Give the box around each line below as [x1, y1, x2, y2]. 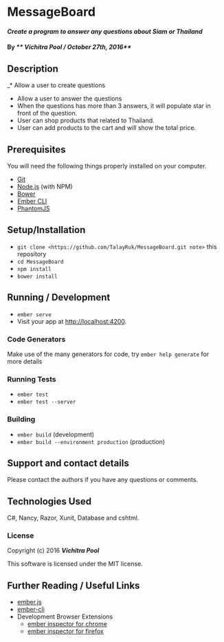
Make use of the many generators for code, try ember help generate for [7, 350, 210, 358]
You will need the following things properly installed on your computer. [7, 162, 207, 170]
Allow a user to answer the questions [16, 94, 122, 103]
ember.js [16, 598, 43, 606]
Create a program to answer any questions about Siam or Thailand [7, 27, 203, 35]
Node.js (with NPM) [16, 183, 74, 190]
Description [7, 63, 58, 74]
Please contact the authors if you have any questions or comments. [7, 476, 198, 484]
